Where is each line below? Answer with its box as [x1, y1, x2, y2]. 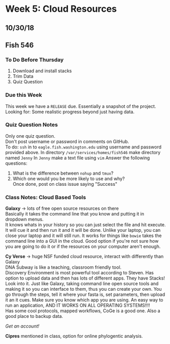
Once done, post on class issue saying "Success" [12, 181, 117, 187]
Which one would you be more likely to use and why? [12, 175, 125, 182]
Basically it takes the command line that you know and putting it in [5, 211, 144, 217]
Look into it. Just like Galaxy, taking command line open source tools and [5, 281, 159, 287]
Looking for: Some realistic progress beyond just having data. [5, 109, 135, 115]
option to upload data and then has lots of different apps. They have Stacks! [5, 275, 165, 282]
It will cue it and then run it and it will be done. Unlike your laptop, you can [5, 227, 161, 233]
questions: [5, 160, 28, 166]
